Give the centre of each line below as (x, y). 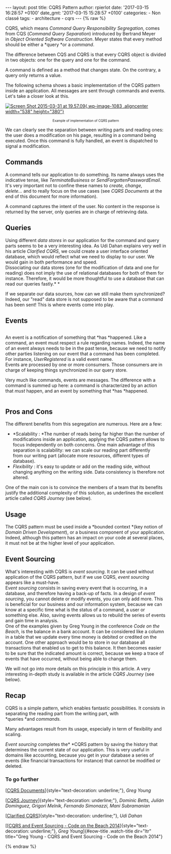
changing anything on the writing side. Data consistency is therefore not (89, 472)
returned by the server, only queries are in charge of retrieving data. (77, 212)
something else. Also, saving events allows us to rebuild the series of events (86, 615)
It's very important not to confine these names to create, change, (74, 185)
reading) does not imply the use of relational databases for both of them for (85, 273)
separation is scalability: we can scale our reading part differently (81, 450)
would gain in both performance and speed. (52, 262)
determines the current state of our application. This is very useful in (77, 749)
